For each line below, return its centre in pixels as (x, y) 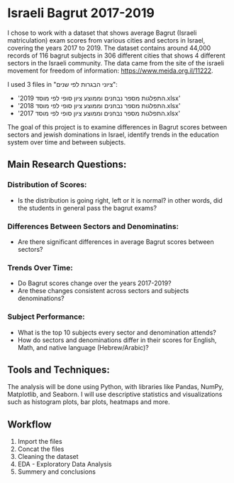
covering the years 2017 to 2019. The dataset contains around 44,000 (109, 48)
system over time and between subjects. (67, 142)
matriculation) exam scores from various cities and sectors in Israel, (106, 40)
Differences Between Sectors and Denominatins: (93, 226)
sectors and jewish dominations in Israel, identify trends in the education (113, 134)
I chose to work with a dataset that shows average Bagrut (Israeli (102, 33)
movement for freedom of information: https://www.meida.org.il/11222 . (111, 70)
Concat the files (41, 449)
